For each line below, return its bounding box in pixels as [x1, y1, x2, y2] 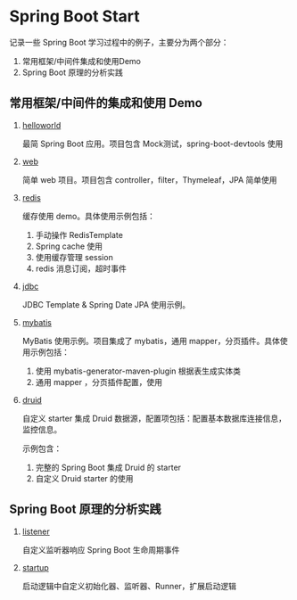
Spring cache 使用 [35, 241, 103, 251]
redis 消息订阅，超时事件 [35, 263, 128, 274]
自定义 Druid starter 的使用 [35, 473, 134, 483]
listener [21, 526, 51, 537]
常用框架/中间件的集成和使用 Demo [9, 95, 202, 111]
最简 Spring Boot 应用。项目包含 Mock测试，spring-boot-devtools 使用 [21, 138, 284, 149]
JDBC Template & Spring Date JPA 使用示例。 [21, 299, 191, 309]
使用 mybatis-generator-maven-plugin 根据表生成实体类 [35, 366, 242, 376]
